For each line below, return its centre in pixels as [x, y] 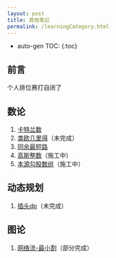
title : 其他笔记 [28, 20]
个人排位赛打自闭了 [35, 88]
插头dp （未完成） [42, 205]
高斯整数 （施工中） [45, 155]
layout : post [26, 13]
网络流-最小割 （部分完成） [55, 248]
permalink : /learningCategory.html [58, 26]
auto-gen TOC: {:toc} [47, 46]
